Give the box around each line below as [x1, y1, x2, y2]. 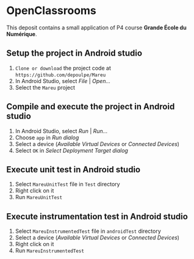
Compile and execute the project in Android [6, 101, 175, 112]
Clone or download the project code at [15, 64, 111, 71]
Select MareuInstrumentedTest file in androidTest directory [15, 227, 162, 235]
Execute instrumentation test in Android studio [6, 211, 188, 222]
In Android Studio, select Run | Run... [15, 127, 108, 134]
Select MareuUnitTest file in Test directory [15, 181, 120, 188]
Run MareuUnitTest [15, 194, 63, 201]
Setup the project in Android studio [6, 48, 142, 59]
